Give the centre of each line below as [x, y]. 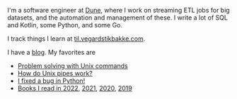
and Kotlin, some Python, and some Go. [65, 25]
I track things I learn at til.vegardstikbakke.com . [76, 39]
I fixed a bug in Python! [51, 81]
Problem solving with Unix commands [73, 66]
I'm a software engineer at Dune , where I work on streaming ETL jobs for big [118, 10]
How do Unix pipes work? [55, 73]
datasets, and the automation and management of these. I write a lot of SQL [118, 18]
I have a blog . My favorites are [51, 52]
